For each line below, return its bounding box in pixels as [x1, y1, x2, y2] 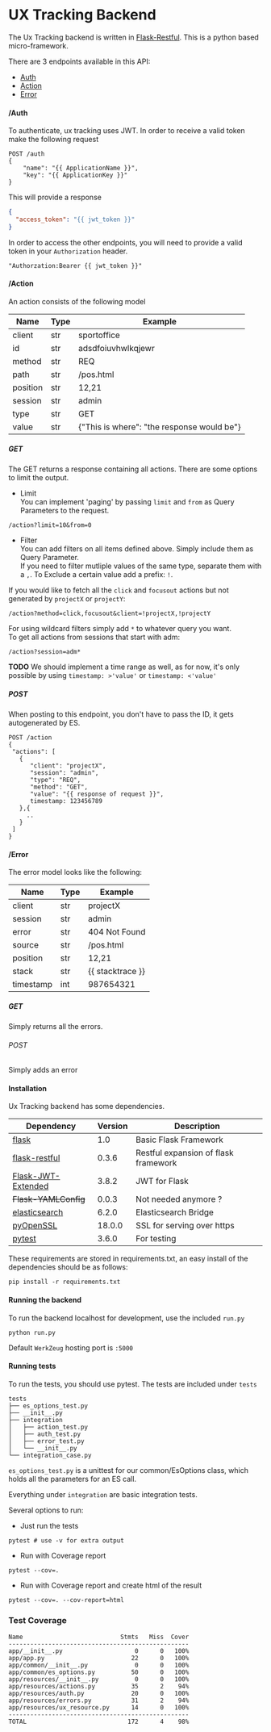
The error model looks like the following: [8, 868, 143, 877]
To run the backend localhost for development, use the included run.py [8, 1313, 245, 1323]
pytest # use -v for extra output [8, 1536, 125, 1545]
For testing [135, 1233, 177, 1245]
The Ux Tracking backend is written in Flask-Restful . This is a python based [8, 32, 260, 42]
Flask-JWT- [12, 1170, 60, 1182]
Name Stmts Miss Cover [8, 1633, 190, 1642]
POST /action [8, 733, 52, 742]
